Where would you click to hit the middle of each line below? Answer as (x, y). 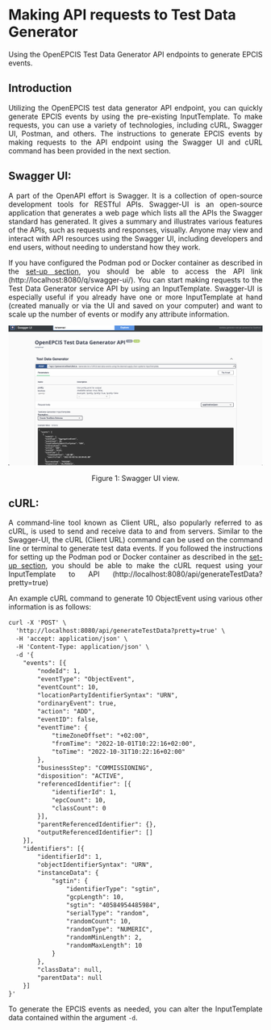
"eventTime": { (63, 728)
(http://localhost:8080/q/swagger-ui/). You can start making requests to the (135, 279)
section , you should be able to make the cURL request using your (142, 566)
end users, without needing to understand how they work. (104, 247)
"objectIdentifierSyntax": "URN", (95, 865)
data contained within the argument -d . (73, 1018)
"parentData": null (70, 978)
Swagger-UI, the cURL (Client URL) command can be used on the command (135, 540)
